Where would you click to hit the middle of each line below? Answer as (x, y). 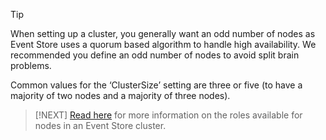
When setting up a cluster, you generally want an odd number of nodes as (163, 33)
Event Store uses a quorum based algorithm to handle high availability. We (163, 44)
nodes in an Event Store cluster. (100, 125)
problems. (31, 65)
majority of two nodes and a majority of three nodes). (120, 95)
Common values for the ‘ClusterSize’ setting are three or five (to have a (156, 85)
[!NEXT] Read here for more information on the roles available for (168, 115)
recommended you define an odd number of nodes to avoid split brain (155, 55)
